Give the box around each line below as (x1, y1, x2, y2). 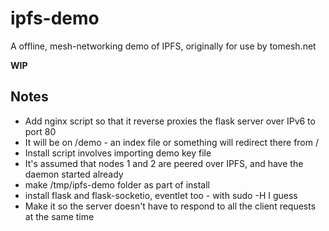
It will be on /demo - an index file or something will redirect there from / (24, 136, 319, 148)
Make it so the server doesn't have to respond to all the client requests (24, 200, 317, 212)
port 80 (24, 125, 57, 137)
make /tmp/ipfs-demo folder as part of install (24, 178, 211, 191)
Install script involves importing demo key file (24, 147, 212, 159)
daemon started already (24, 168, 124, 180)
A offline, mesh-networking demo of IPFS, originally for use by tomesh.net (10, 40, 317, 52)
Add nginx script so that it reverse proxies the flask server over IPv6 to (24, 115, 316, 127)
